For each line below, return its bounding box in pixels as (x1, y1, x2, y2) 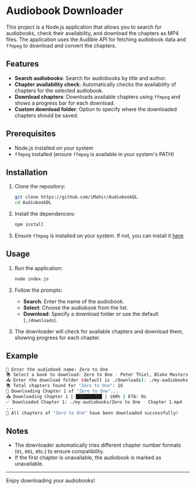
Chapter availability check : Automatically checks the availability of (14, 81, 177, 88)
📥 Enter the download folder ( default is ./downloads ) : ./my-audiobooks (6, 377, 188, 384)
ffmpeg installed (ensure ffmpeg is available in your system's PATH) (14, 150, 174, 157)
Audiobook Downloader (6, 4, 124, 18)
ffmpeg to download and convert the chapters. (6, 42, 117, 49)
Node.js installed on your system (14, 144, 93, 151)
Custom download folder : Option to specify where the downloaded (14, 105, 177, 112)
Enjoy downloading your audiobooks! (6, 477, 95, 484)
